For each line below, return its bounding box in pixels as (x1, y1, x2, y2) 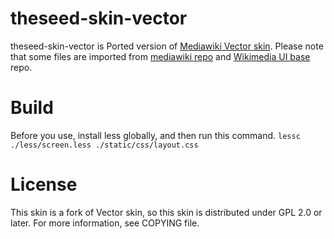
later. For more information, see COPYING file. (10, 217, 200, 229)
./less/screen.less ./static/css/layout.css (10, 140, 199, 150)
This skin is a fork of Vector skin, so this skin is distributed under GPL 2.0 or (10, 206, 323, 218)
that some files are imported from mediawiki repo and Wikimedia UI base (10, 50, 311, 62)
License (10, 173, 78, 196)
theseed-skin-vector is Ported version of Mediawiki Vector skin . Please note (10, 40, 324, 52)
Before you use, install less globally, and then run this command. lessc (10, 129, 301, 141)
